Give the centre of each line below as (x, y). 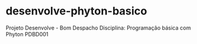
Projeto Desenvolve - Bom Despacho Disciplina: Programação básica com (98, 28)
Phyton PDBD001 (27, 34)
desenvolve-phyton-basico (76, 11)
